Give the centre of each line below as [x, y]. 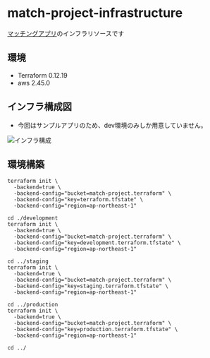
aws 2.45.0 [34, 83]
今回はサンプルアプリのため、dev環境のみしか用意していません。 [112, 125]
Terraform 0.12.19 [43, 75]
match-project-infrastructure [95, 13]
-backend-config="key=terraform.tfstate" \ [78, 200]
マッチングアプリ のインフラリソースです [66, 33]
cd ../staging [28, 262]
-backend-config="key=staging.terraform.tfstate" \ [91, 286]
